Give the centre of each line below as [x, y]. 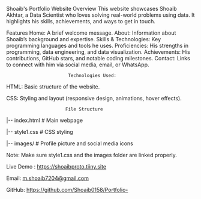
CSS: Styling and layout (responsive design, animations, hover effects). [94, 98]
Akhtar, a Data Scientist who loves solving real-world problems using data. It [100, 15]
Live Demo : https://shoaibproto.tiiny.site [56, 166]
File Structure [84, 109]
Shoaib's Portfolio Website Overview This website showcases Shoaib [91, 9]
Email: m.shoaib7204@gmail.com [47, 178]
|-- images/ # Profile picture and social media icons [70, 143]
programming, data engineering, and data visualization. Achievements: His [98, 52]
